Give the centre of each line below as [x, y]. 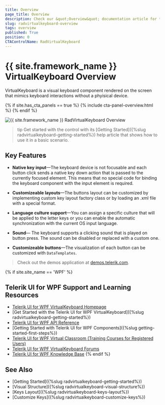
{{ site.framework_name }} [61, 66]
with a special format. [34, 203]
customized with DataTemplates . [44, 253]
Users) [19, 344]
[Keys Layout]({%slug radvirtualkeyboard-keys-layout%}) [70, 392]
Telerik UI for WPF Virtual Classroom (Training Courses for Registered [83, 338]
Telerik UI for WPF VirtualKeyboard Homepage [59, 307]
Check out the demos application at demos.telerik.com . [73, 262]
